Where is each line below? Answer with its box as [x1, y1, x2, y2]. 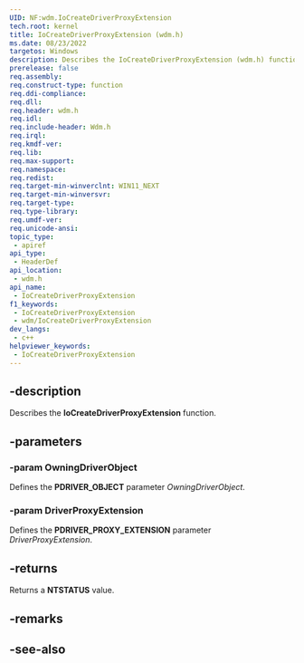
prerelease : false [9, 64, 79, 73]
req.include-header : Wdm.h [9, 123, 111, 132]
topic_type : [9, 232, 54, 241]
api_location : [9, 266, 63, 275]
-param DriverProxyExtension [9, 504, 144, 517]
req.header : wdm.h [9, 106, 79, 115]
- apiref [13, 241, 47, 250]
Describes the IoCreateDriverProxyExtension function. [9, 408, 217, 418]
